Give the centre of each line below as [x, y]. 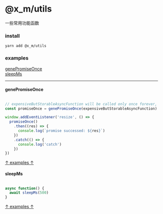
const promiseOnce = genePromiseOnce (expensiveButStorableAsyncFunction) [81, 108]
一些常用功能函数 [22, 23]
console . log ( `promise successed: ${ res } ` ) [61, 131]
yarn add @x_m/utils [26, 46]
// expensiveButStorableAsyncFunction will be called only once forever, [81, 104]
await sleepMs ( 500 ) [29, 193]
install [13, 36]
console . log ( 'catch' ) [40, 144]
